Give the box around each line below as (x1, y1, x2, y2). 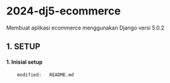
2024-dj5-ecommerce (6, 4, 121, 18)
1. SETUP (6, 41, 40, 52)
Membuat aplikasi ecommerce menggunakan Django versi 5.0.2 (6, 24, 165, 31)
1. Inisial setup (6, 58, 43, 66)
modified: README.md (17, 72, 74, 78)
